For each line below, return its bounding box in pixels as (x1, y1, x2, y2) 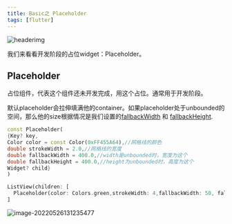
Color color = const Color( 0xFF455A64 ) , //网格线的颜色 (7, 139, 162, 146)
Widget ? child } (7, 165, 51, 172)
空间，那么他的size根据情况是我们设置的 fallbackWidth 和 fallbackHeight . (7, 112, 213, 121)
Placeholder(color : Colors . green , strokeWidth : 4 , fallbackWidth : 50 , (13, 190, 215, 197)
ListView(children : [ (7, 183, 70, 190)
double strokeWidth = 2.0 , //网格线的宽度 (7, 145, 122, 152)
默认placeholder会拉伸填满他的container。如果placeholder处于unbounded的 (7, 104, 225, 112)
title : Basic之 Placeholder (7, 10, 87, 17)
